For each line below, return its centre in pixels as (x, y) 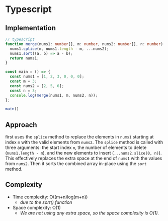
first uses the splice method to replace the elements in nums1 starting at (79, 137)
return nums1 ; (24, 58)
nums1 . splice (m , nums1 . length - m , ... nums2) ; (59, 49)
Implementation (31, 28)
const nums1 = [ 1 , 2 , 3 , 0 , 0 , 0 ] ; (47, 77)
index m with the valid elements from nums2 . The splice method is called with (84, 142)
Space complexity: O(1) (37, 207)
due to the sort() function (46, 202)
